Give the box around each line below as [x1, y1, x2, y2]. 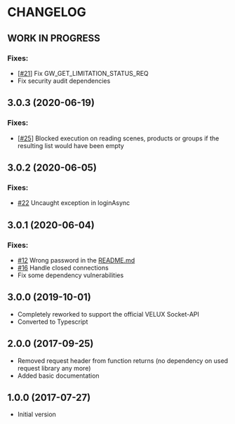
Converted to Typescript [17, 317, 88, 326]
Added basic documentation [17, 371, 100, 380]
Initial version [17, 410, 56, 418]
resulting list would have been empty [17, 141, 124, 150]
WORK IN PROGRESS [7, 32, 100, 44]
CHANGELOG [7, 4, 86, 20]
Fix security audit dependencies [17, 77, 111, 85]
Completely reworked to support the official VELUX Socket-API [17, 310, 200, 318]
